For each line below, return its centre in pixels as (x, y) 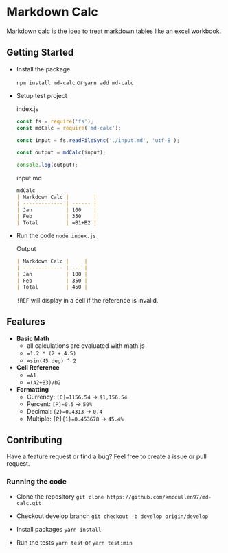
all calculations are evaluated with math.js (85, 345)
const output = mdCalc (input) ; (61, 153)
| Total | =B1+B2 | (56, 223)
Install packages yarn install (59, 529)
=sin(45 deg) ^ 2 (52, 361)
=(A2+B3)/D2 (44, 383)
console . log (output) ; (47, 165)
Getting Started (40, 52)
